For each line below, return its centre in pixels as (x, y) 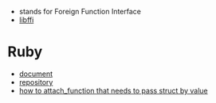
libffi (26, 20)
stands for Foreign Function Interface (80, 11)
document (36, 74)
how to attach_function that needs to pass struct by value (113, 90)
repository (36, 82)
